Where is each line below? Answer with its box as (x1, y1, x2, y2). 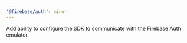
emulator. (6, 31, 29, 38)
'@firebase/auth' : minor (6, 8, 67, 15)
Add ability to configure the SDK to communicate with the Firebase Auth (6, 25, 181, 32)
